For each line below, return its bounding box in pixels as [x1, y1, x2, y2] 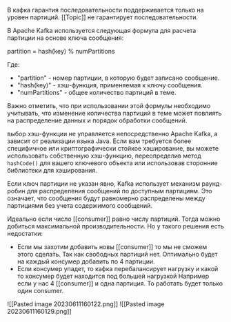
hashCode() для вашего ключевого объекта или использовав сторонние [7, 159, 219, 167]
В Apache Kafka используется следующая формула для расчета [7, 27, 197, 34]
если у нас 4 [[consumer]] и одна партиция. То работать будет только [17, 279, 223, 288]
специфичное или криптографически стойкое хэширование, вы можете [7, 144, 219, 152]
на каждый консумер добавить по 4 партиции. [17, 257, 155, 266]
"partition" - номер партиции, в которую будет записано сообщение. [17, 74, 220, 82]
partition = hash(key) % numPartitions [7, 47, 115, 55]
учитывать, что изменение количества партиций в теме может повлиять [7, 109, 222, 117]
